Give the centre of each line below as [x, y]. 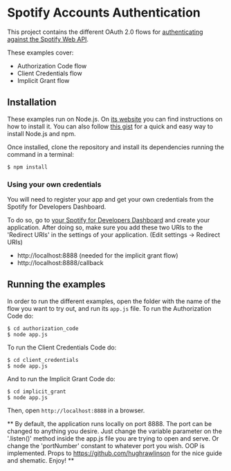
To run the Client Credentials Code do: [62, 347]
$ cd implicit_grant [37, 392]
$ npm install [28, 167]
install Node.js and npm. [41, 133]
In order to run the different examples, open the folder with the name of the [114, 301]
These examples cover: [40, 52]
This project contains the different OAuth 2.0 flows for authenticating [105, 32]
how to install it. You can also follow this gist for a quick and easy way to [110, 126]
